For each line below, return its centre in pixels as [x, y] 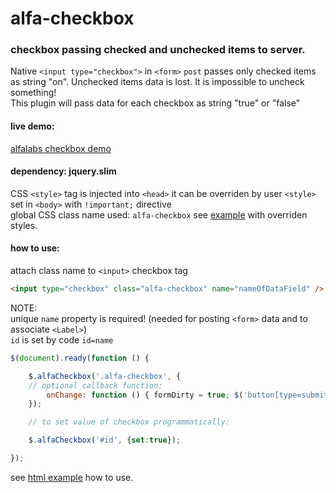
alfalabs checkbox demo [61, 148]
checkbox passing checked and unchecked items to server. [158, 50]
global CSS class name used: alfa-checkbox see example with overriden [159, 214]
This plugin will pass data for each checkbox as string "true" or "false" [155, 103]
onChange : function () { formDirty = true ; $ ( [145, 395]
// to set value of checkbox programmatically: [129, 422]
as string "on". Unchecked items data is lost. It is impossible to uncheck [157, 82]
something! [33, 93]
